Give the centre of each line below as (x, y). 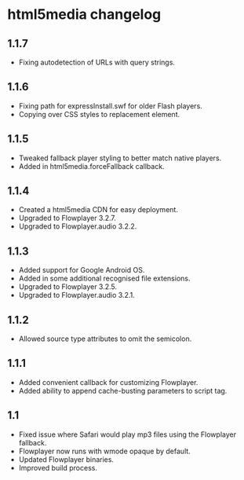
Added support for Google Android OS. (82, 270)
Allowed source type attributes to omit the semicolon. (105, 339)
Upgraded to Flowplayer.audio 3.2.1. (76, 295)
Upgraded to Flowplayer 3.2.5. (68, 287)
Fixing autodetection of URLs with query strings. (97, 62)
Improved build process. (58, 467)
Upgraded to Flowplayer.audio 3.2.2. (78, 226)
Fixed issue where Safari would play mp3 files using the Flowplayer (127, 434)
